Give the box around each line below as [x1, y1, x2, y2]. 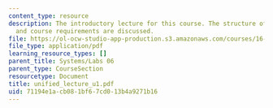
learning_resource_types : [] [8, 50, 107, 58]
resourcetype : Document [8, 72, 89, 80]
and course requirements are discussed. [15, 27, 154, 35]
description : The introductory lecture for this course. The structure [8, 19, 256, 28]
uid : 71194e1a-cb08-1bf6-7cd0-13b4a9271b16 [8, 87, 158, 96]
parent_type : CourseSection [8, 65, 104, 73]
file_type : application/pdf [8, 42, 104, 50]
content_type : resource [8, 11, 89, 20]
